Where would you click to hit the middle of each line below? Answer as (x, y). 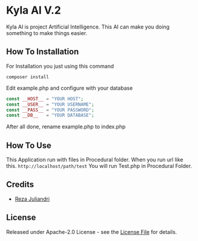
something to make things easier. (47, 33)
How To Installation (43, 52)
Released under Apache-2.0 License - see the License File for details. (92, 232)
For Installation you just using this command (60, 66)
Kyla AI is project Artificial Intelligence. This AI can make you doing (88, 27)
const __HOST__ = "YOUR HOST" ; (45, 99)
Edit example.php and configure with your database (70, 88)
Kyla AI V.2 (34, 10)
